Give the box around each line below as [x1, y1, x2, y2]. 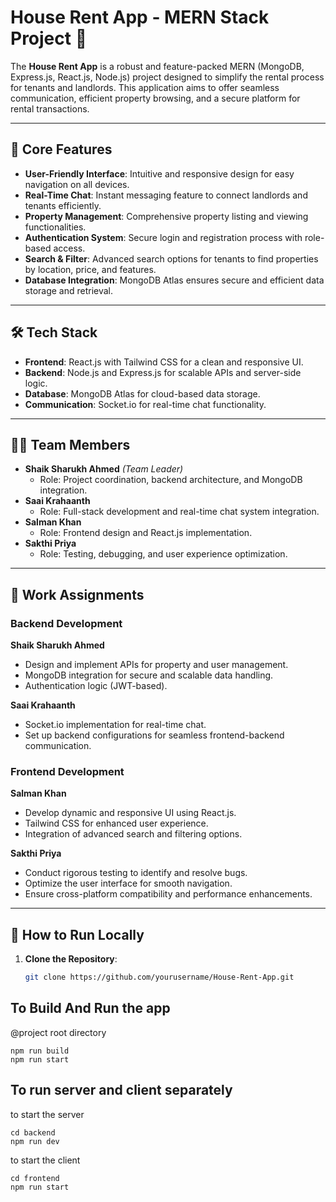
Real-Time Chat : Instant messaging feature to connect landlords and [24, 189, 308, 201]
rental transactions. [10, 102, 90, 115]
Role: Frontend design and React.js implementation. [39, 527, 253, 539]
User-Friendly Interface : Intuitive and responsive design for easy [24, 167, 295, 180]
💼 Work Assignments [10, 586, 145, 603]
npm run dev [10, 1136, 60, 1146]
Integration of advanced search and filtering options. [24, 828, 243, 840]
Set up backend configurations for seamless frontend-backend [24, 729, 285, 741]
